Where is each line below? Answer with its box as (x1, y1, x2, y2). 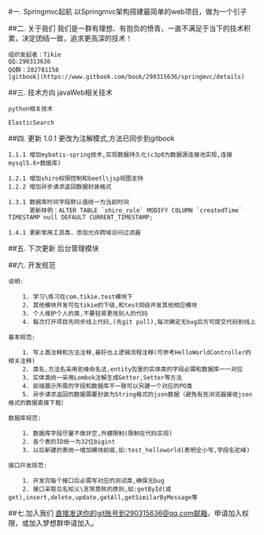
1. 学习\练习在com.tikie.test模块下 (22, 293, 133, 301)
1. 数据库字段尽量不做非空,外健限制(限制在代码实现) (22, 429, 173, 437)
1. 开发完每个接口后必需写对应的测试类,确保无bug (22, 477, 165, 484)
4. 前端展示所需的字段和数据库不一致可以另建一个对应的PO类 (22, 382, 193, 390)
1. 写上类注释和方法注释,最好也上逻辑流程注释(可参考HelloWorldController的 (22, 349, 251, 357)
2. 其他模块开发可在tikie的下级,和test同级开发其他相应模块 (22, 301, 198, 309)
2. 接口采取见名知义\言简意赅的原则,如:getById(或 (22, 485, 172, 493)
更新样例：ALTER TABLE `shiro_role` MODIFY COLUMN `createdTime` (28, 207, 243, 215)
